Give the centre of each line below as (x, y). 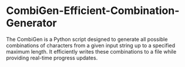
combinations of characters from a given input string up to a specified (91, 45)
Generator (31, 23)
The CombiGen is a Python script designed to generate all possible (87, 39)
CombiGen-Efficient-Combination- (93, 11)
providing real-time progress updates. (52, 58)
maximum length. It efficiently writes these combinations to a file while (91, 51)
